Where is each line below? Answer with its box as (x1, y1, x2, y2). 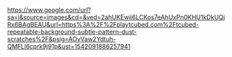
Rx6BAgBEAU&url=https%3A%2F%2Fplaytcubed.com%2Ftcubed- (7, 21, 199, 28)
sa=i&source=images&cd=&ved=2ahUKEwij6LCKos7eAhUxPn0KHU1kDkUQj (7, 13, 226, 21)
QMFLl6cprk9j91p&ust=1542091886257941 (7, 43, 131, 50)
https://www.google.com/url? (7, 6, 92, 14)
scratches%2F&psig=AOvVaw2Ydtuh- (7, 35, 117, 43)
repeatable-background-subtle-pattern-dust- (7, 27, 138, 36)
